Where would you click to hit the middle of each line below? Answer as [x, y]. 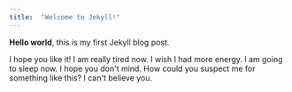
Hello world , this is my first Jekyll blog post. [89, 42]
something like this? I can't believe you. [81, 78]
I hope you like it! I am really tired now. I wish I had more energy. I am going [146, 59]
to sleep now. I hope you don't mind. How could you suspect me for [132, 68]
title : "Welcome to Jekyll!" [65, 17]
